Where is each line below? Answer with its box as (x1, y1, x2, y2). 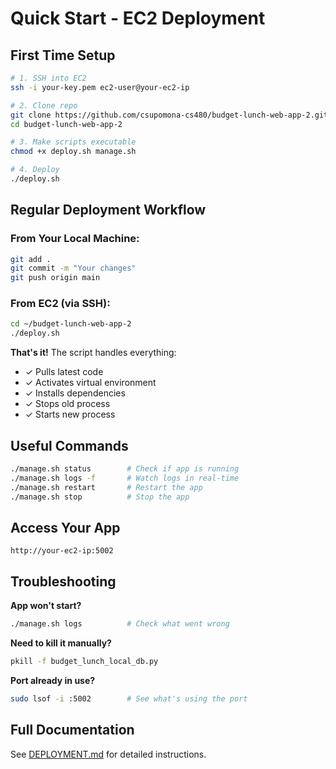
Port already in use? (10, 674, 96, 686)
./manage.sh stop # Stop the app (10, 492, 190, 502)
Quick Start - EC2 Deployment (10, 7, 266, 30)
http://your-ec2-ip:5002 (10, 546, 114, 556)
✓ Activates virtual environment (24, 377, 157, 389)
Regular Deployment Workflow (10, 202, 207, 219)
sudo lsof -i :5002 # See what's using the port (10, 693, 248, 704)
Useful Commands (10, 437, 129, 454)
